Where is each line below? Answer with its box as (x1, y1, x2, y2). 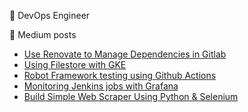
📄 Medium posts (9, 29, 77, 40)
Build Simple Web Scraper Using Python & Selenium (23, 91, 239, 102)
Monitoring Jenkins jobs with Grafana (23, 80, 179, 92)
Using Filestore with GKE (23, 59, 127, 70)
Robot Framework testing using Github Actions (23, 70, 217, 81)
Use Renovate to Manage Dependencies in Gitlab (23, 48, 227, 60)
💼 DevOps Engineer (9, 10, 91, 21)
